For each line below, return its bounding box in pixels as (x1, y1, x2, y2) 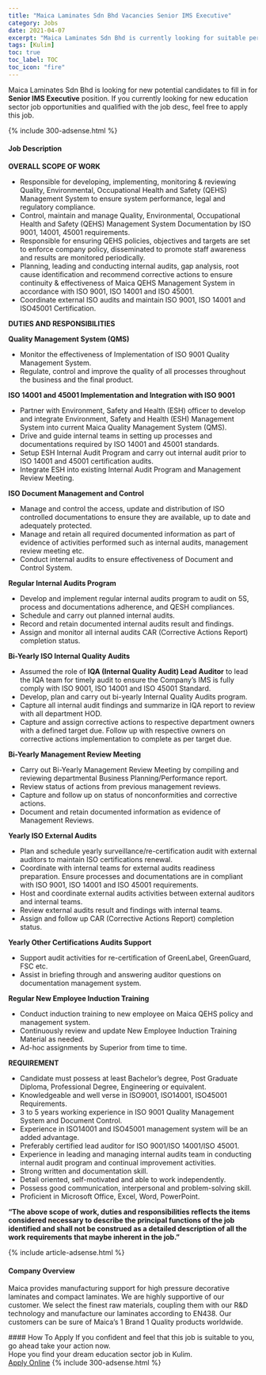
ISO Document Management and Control (8, 488, 145, 498)
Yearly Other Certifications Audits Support (8, 938, 152, 947)
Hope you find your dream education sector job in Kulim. (8, 1350, 192, 1359)
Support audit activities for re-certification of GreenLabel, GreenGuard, (19, 953, 252, 962)
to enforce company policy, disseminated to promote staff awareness (19, 244, 247, 254)
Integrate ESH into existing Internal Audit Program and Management (19, 464, 241, 474)
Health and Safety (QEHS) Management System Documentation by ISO (19, 219, 252, 229)
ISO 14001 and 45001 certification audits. (19, 456, 154, 465)
